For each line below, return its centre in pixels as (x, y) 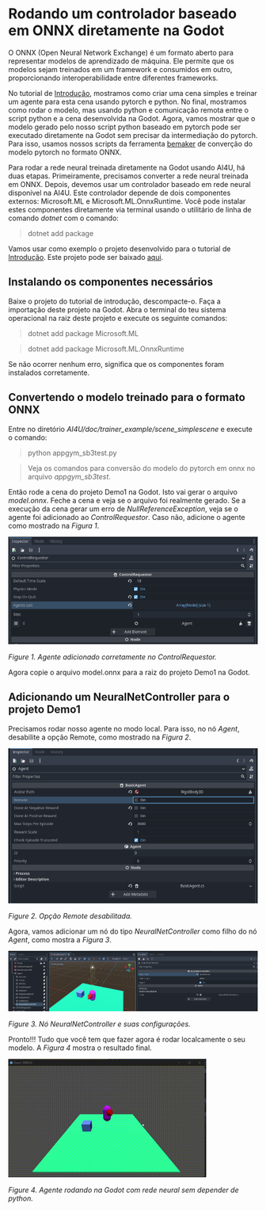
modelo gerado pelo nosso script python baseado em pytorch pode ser (125, 127)
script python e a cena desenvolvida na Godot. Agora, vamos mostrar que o (132, 118)
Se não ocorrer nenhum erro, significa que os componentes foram (116, 364)
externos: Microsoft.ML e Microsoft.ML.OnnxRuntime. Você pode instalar (127, 201)
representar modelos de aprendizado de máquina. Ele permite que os (122, 61)
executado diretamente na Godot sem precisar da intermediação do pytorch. (133, 135)
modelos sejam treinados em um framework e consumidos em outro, (120, 69)
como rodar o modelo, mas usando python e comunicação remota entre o (129, 110)
